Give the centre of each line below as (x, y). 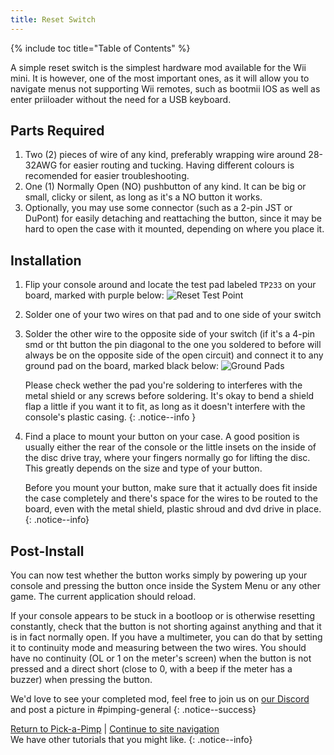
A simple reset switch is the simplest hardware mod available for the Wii (158, 67)
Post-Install (47, 551)
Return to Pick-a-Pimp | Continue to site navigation (115, 729)
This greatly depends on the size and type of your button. (143, 468)
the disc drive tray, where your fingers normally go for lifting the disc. (167, 458)
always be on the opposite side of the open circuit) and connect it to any (174, 355)
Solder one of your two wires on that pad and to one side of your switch (173, 315)
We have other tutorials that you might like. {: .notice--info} (131, 740)
